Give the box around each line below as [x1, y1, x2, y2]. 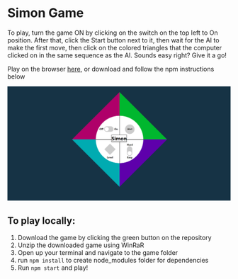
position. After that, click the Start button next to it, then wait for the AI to [7, 35, 220, 44]
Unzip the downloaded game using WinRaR [17, 241, 144, 249]
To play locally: [7, 215, 76, 227]
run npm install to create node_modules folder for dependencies [17, 256, 209, 265]
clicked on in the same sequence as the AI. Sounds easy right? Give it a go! [7, 51, 227, 59]
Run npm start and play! [17, 263, 89, 272]
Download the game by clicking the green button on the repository [17, 234, 212, 242]
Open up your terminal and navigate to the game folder [17, 249, 178, 257]
